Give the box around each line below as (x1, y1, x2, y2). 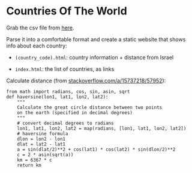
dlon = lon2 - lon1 (17, 136, 66, 142)
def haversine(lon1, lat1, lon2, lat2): (6, 94, 109, 100)
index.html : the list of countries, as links (14, 65, 115, 73)
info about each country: (6, 42, 67, 49)
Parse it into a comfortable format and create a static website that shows (6, 35, 186, 43)
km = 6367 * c (17, 157, 52, 163)
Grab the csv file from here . (6, 24, 74, 31)
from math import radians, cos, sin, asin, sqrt (6, 88, 130, 94)
